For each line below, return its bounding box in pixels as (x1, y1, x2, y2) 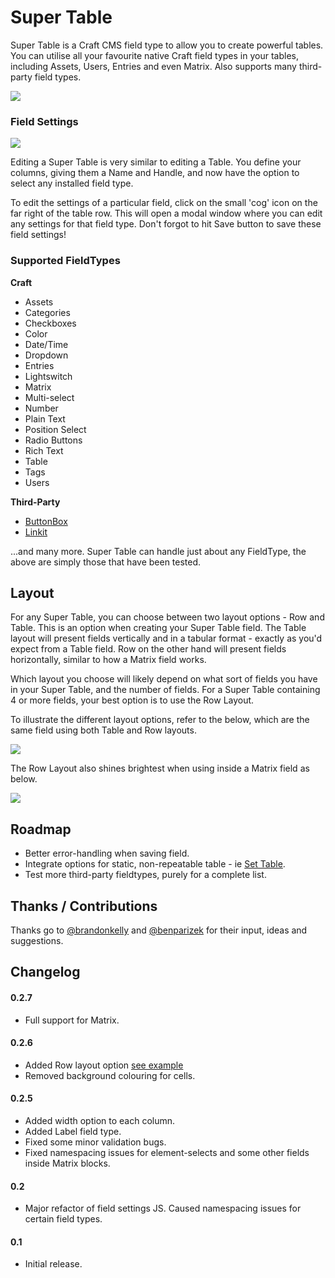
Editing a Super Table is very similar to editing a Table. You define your (10, 156, 302, 168)
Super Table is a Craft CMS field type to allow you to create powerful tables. (10, 39, 324, 51)
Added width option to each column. (24, 1114, 176, 1126)
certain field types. (24, 1213, 103, 1225)
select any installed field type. (10, 177, 134, 190)
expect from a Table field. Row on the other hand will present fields (10, 643, 287, 655)
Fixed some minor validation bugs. (24, 1136, 167, 1148)
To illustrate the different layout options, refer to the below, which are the (10, 714, 310, 726)
